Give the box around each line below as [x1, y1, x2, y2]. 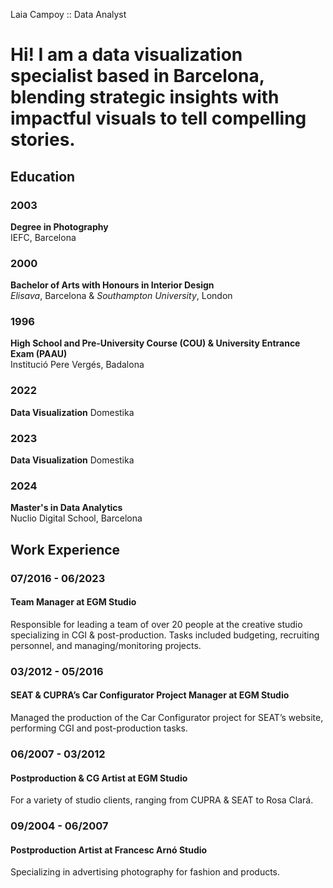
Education [10, 168, 76, 185]
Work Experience [10, 541, 121, 558]
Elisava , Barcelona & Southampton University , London [10, 290, 233, 302]
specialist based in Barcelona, [10, 65, 265, 88]
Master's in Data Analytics [10, 502, 123, 514]
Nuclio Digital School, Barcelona [10, 512, 143, 524]
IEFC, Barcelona [10, 231, 77, 243]
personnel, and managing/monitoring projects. [10, 639, 202, 651]
